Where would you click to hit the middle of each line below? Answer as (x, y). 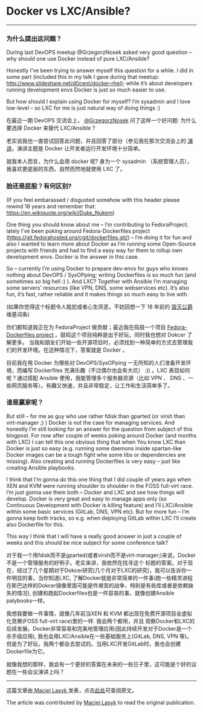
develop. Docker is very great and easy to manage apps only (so (87, 499)
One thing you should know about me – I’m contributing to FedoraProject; (97, 224)
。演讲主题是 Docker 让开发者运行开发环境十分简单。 (78, 148)
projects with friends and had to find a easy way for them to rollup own (95, 250)
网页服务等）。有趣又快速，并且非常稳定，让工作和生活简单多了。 (92, 385)
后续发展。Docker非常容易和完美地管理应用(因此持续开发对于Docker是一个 (99, 628)
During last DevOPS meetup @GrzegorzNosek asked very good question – (99, 52)
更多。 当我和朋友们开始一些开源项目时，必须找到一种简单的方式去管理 (99, 342)
